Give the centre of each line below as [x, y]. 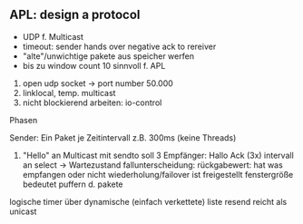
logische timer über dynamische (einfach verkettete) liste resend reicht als [148, 201]
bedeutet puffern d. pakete [73, 184]
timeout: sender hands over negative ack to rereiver [119, 46]
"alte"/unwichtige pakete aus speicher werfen [108, 56]
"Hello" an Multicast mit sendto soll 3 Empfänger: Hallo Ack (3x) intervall [158, 155]
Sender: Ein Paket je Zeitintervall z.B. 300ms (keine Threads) [123, 137]
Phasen [24, 120]
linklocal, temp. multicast [69, 93]
